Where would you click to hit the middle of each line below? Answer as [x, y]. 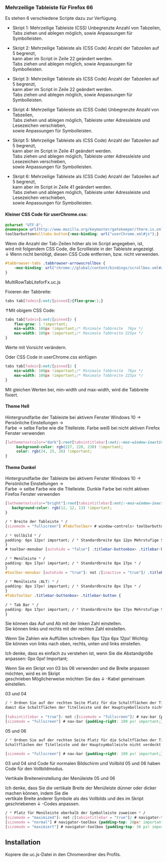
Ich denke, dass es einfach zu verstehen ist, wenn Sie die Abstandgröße [79, 654]
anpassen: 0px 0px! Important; [37, 659]
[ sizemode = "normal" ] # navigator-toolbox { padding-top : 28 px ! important [84, 822]
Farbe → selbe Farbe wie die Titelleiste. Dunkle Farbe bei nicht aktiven [77, 489]
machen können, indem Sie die [37, 793]
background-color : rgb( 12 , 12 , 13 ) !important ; [62, 508]
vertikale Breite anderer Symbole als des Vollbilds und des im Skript [74, 799]
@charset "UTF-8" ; [24, 225]
